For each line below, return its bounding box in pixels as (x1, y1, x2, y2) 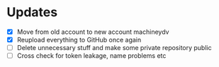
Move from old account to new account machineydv (16, 28, 169, 36)
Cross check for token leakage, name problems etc (16, 51, 167, 60)
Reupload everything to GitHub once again (16, 36, 142, 44)
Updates (6, 4, 58, 20)
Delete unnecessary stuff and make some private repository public (16, 44, 212, 52)
